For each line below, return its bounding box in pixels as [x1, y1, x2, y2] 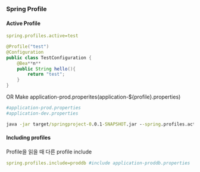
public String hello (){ [17, 66, 76, 72]
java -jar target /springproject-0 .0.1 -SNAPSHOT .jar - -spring [6, 121, 161, 127]
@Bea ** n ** [17, 60, 42, 66]
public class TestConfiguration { [6, 54, 92, 61]
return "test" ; [27, 71, 65, 78]
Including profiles [6, 134, 51, 142]
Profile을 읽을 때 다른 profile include [6, 148, 92, 155]
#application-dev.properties [6, 110, 79, 116]
